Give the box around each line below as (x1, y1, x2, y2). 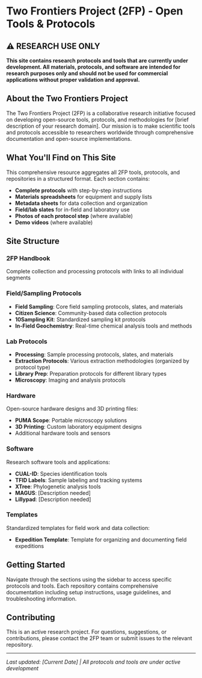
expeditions (14, 542, 44, 549)
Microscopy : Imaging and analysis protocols (14, 376, 126, 384)
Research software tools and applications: (6, 458, 110, 465)
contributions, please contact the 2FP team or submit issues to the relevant (6, 635, 192, 642)
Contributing (6, 612, 55, 623)
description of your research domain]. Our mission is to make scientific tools (6, 122, 195, 129)
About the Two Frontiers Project (6, 93, 128, 104)
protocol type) (14, 363, 50, 371)
